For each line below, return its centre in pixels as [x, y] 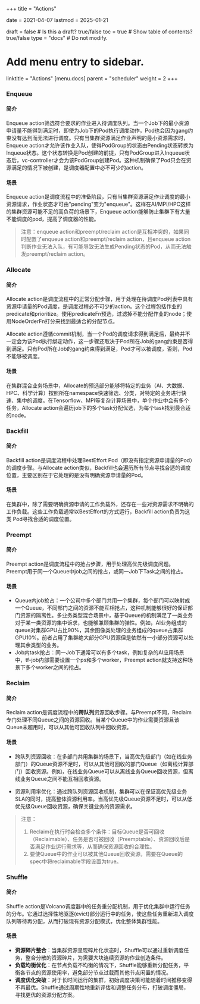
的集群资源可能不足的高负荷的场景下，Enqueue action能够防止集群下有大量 [98, 212]
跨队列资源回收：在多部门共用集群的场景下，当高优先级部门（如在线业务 [103, 756]
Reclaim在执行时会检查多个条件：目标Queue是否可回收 [97, 832]
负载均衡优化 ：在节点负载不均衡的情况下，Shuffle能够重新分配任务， [99, 965]
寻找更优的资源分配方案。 [46, 994]
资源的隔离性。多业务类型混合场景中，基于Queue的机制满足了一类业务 [107, 616]
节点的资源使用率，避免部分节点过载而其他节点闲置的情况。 [98, 972]
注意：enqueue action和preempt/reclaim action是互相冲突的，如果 [102, 232]
